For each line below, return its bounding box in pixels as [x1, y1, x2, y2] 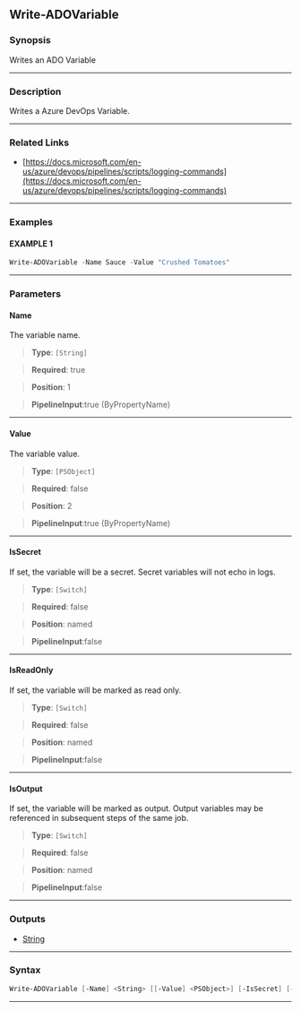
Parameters [9, 288, 61, 300]
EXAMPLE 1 [9, 238, 54, 249]
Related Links [9, 136, 70, 149]
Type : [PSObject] [30, 465, 96, 476]
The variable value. [9, 448, 81, 459]
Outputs [9, 913, 47, 926]
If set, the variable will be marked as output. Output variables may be [9, 803, 264, 814]
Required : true [30, 365, 86, 376]
